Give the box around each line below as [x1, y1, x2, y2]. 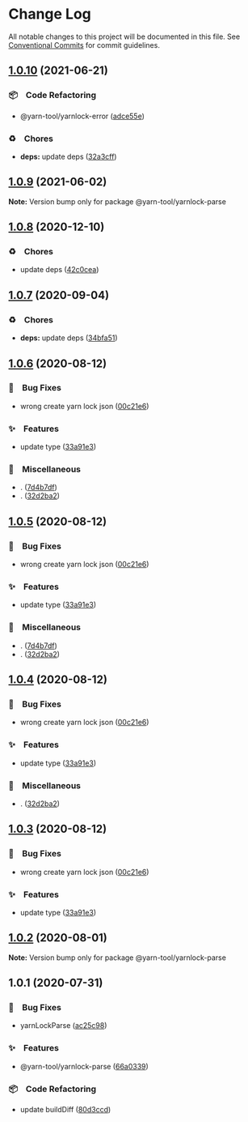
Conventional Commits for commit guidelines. [8, 40, 160, 49]
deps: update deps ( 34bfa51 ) [19, 333, 119, 343]
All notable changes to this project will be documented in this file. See [8, 32, 241, 41]
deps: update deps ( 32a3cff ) [19, 151, 117, 161]
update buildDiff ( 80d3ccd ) [19, 1105, 111, 1115]
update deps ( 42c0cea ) [19, 265, 99, 275]
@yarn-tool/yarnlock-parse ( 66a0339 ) [19, 1061, 149, 1071]
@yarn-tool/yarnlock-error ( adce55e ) [19, 111, 145, 121]
